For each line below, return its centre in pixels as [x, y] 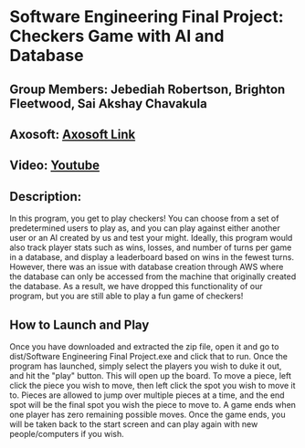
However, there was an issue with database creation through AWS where [147, 267]
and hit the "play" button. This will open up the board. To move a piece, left [151, 375]
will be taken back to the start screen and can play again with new [134, 424]
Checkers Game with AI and [117, 36]
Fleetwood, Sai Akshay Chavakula [108, 104]
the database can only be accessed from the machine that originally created [153, 276]
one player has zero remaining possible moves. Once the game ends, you [147, 414]
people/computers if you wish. [67, 433]
